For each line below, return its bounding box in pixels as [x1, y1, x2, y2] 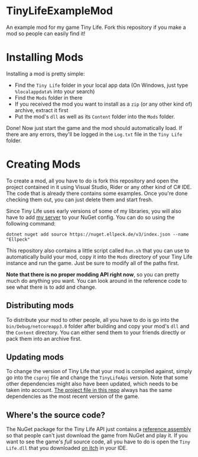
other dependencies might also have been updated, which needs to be [6, 380, 178, 387]
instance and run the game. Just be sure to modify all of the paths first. [6, 259, 179, 266]
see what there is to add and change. [6, 283, 97, 290]
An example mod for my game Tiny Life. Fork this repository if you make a [6, 24, 186, 31]
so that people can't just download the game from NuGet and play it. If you [6, 432, 188, 439]
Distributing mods [6, 301, 74, 311]
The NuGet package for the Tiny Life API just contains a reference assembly [6, 426, 191, 433]
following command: [6, 220, 56, 227]
